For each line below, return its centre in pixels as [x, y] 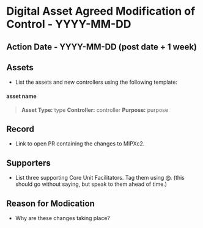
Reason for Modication [50, 203]
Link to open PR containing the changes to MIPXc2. [80, 144]
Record [20, 129]
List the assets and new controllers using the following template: [96, 82]
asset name [21, 96]
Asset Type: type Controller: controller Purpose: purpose [95, 110]
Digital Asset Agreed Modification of [101, 11]
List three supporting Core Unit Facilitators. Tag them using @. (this [100, 178]
